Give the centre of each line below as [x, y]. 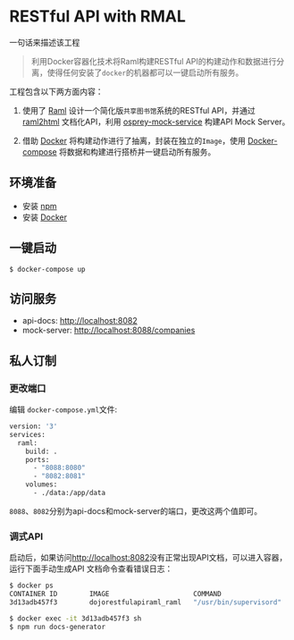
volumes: [42, 484]
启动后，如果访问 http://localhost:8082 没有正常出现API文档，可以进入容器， [148, 558]
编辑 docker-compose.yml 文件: [63, 409]
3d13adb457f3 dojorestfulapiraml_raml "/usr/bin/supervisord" [145, 602]
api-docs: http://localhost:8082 [80, 321]
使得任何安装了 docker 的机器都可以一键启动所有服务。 [145, 72]
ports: [38, 459]
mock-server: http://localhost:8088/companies [109, 330]
